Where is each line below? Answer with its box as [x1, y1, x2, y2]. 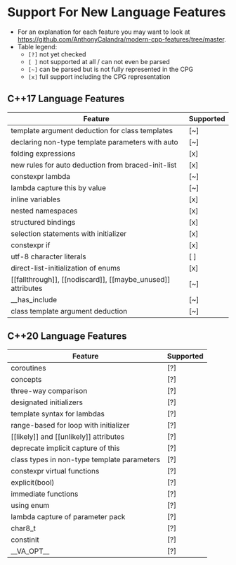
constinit [11, 535, 40, 545]
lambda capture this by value [11, 182, 107, 192]
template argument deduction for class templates [11, 125, 173, 135]
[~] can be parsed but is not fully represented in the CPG [27, 65, 194, 73]
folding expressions [11, 149, 76, 159]
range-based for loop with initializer [11, 420, 130, 430]
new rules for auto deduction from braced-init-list [11, 160, 177, 170]
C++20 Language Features [7, 330, 128, 342]
